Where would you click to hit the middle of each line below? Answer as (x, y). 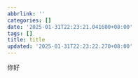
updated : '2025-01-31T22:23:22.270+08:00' (70, 46)
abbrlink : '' (26, 14)
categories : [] (29, 20)
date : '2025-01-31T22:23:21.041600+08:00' (70, 27)
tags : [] (20, 33)
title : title (26, 40)
